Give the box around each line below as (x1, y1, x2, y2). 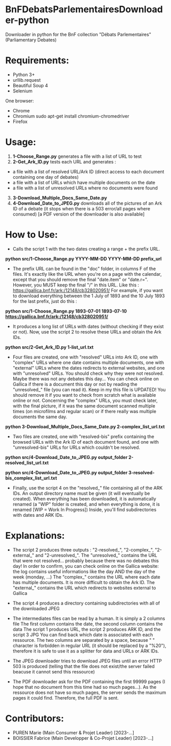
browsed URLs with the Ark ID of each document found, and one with (12, 439, 159, 445)
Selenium (12, 88, 33, 94)
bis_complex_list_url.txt (5, 475, 57, 481)
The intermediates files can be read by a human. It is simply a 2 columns (12, 615, 165, 621)
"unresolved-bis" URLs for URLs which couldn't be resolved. (12, 444, 140, 450)
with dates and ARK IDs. (12, 512, 64, 518)
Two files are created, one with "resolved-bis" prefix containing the (12, 433, 155, 440)
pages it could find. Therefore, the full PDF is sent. (12, 694, 119, 701)
